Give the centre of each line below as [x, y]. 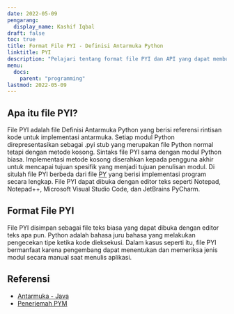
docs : [22, 72]
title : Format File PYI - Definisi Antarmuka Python [85, 46]
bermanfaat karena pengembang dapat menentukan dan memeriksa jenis [112, 250]
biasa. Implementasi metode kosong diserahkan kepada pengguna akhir [110, 159]
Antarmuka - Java [43, 296]
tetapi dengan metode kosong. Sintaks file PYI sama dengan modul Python [114, 152]
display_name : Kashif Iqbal [54, 26]
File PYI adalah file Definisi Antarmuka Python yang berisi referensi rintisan [115, 130]
